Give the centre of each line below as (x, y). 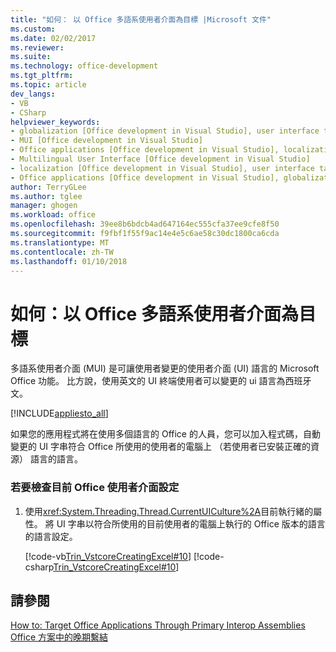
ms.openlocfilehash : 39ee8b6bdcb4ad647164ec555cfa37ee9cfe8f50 (145, 224)
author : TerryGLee (48, 187)
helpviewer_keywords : (55, 122)
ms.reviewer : (37, 47)
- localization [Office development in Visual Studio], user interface (162, 168)
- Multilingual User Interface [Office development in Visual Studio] (160, 159)
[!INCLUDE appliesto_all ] (59, 413)
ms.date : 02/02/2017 (53, 38)
